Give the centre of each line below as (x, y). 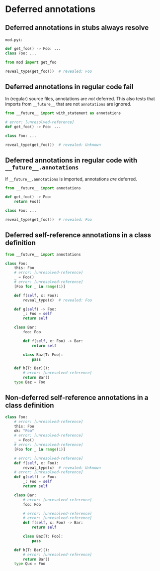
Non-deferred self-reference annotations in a (77, 398)
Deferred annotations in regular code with (71, 160)
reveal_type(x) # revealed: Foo (58, 300)
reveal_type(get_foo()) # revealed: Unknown (53, 145)
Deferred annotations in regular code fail (69, 86)
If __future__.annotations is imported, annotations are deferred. (71, 179)
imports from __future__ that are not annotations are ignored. (68, 104)
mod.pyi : (14, 39)
